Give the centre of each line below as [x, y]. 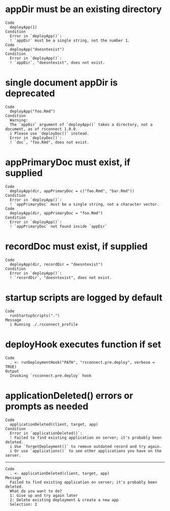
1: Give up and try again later [44, 495]
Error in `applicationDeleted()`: [46, 433]
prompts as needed [47, 406]
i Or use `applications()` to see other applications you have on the [86, 451]
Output [12, 371]
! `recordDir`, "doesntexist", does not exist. [61, 278]
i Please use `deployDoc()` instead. [50, 133]
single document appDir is [61, 83]
